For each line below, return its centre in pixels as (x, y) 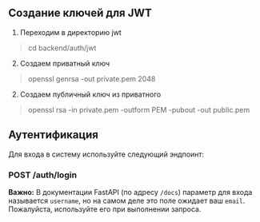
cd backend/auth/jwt (62, 48)
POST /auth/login (43, 175)
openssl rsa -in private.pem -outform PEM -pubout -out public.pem (139, 109)
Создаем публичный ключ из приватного (90, 94)
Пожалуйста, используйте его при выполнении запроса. (105, 209)
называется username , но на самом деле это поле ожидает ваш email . (127, 200)
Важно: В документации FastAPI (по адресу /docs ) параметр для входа (130, 192)
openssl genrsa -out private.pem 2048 (92, 78)
